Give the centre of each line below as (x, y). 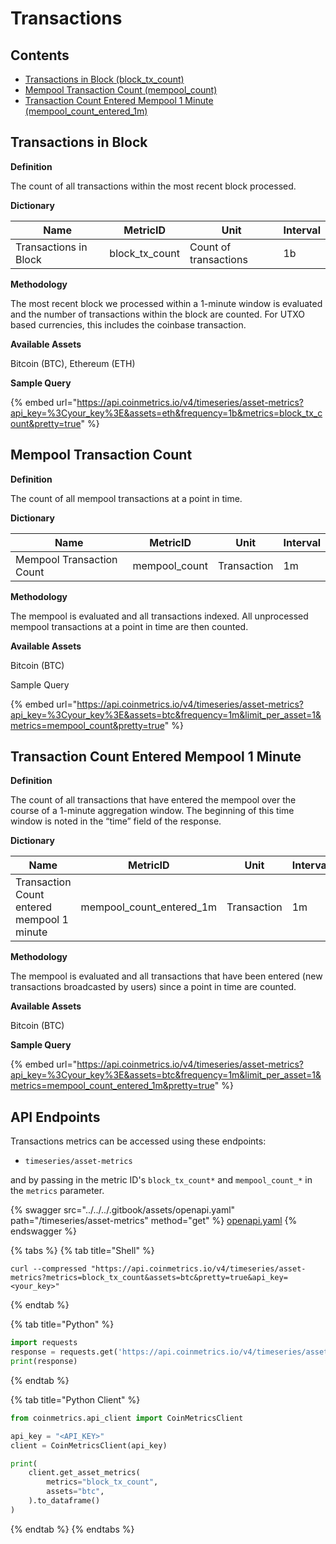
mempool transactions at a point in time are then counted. (129, 626)
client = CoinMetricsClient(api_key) (89, 1445)
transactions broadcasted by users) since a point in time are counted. (153, 987)
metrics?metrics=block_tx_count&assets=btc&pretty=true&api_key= (149, 1278)
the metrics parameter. (57, 1191)
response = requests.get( (64, 1352)
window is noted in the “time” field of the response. (116, 821)
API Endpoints (55, 1117)
